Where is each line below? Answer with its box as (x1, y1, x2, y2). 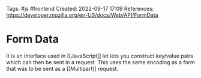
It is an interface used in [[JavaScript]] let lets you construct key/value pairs (6, 52, 194, 59)
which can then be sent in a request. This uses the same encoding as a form (6, 58, 195, 65)
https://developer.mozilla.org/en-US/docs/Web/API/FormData (6, 11, 158, 19)
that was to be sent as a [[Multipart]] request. (6, 65, 119, 72)
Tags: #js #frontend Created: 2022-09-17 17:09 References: (6, 5, 154, 12)
